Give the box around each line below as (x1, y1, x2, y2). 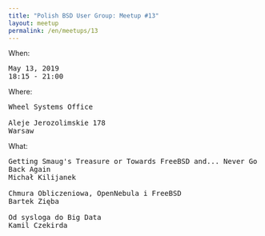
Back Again (8, 165, 51, 174)
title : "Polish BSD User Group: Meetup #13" (8, 11, 159, 20)
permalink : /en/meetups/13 (8, 26, 98, 34)
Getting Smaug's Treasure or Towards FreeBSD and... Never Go (8, 157, 258, 166)
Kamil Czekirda (8, 221, 68, 230)
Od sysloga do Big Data (8, 213, 102, 222)
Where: (8, 87, 33, 97)
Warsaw (8, 126, 34, 136)
